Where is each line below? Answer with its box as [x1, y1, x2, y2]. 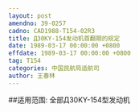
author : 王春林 [8, 72, 55, 80]
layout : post [8, 11, 52, 20]
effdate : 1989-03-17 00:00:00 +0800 [8, 49, 131, 57]
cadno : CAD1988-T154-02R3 [8, 27, 95, 35]
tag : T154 [8, 57, 42, 65]
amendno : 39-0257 [8, 19, 67, 27]
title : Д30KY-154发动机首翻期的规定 [8, 34, 121, 43]
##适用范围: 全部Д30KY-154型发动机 [8, 94, 130, 105]
